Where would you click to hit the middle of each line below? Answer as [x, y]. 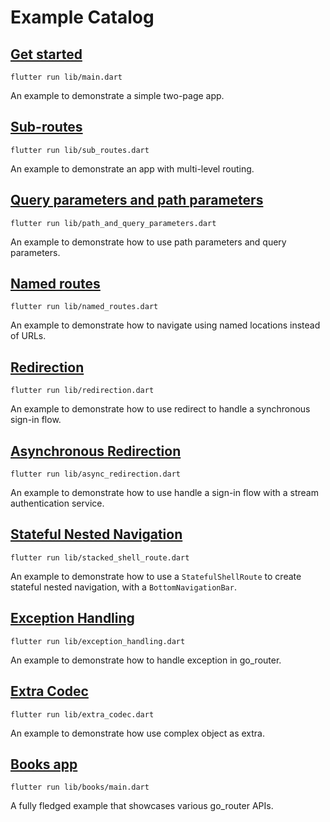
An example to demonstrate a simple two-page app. [117, 95]
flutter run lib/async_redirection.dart [96, 474]
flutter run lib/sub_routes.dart [80, 150]
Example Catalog [82, 17]
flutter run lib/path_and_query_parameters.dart [113, 223]
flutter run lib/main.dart [66, 77]
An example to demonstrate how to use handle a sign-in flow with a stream [164, 493]
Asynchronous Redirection [96, 451]
